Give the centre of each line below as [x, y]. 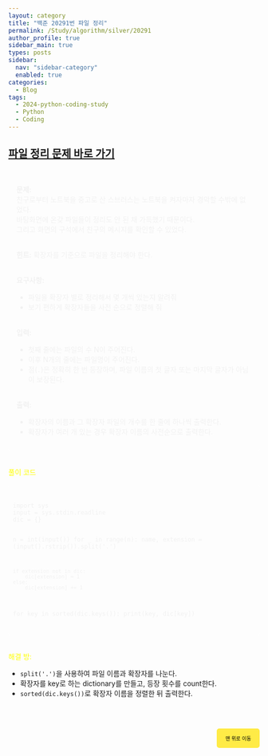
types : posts [30, 53]
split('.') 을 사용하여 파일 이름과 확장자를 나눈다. [99, 674]
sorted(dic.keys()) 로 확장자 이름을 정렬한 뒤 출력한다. [106, 694]
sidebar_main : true [41, 45]
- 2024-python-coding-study [62, 104]
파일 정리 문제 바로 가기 [62, 154]
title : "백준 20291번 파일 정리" [58, 23]
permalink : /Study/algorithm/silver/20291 [80, 30]
